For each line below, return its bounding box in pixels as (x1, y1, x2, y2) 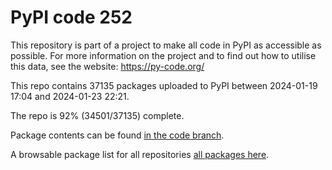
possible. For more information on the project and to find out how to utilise (10, 49, 317, 61)
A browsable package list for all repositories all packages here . (10, 148, 270, 160)
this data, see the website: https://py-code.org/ (10, 60, 205, 72)
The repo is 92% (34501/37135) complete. (10, 109, 185, 121)
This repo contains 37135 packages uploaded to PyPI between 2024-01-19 (10, 79, 318, 91)
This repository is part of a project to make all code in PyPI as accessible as (10, 39, 322, 51)
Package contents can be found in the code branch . (10, 129, 225, 141)
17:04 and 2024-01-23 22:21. (10, 90, 130, 102)
